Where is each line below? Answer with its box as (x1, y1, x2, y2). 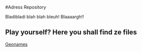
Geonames (5, 41, 28, 47)
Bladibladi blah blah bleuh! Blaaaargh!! (5, 14, 84, 19)
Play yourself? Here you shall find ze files (5, 28, 137, 37)
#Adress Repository (5, 4, 46, 10)
